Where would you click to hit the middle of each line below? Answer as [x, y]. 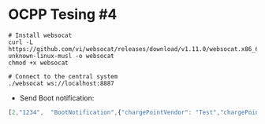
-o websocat [95, 56]
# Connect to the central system [63, 76]
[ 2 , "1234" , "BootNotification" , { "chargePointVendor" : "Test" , [114, 112]
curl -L [21, 42]
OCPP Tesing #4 [63, 15]
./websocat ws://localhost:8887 [61, 83]
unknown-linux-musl [40, 56]
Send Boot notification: [57, 98]
